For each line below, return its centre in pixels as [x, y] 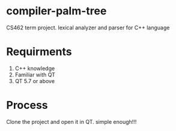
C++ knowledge [35, 68]
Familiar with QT [35, 74]
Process [27, 105]
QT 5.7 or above [35, 81]
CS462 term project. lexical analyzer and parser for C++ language [88, 28]
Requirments [39, 52]
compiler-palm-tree [56, 11]
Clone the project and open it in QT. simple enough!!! [71, 121]
